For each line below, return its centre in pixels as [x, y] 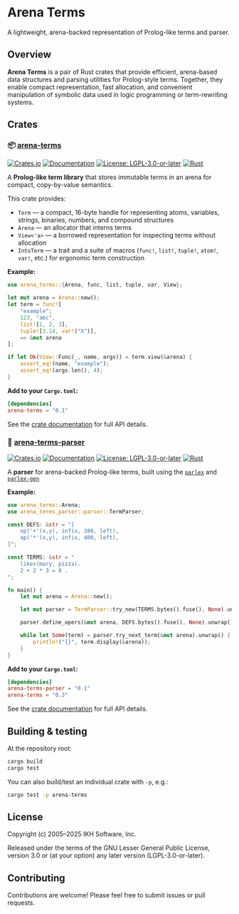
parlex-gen [23, 479]
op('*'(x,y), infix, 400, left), [70, 538]
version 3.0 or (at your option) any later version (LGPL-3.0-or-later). [106, 855]
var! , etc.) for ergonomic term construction [81, 258]
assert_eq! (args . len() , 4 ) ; [62, 371]
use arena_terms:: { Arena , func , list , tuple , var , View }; [95, 285]
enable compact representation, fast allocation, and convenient [100, 87]
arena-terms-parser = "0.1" [49, 689]
